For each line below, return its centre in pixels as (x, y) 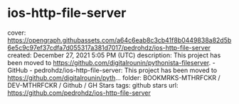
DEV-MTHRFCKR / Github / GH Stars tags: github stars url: (93, 85)
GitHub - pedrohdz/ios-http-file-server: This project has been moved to (112, 70)
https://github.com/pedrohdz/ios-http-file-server (79, 93)
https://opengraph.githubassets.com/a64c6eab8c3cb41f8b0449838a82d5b (119, 40)
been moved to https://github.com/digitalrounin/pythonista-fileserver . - (111, 62)
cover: (17, 33)
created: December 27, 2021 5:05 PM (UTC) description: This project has (114, 55)
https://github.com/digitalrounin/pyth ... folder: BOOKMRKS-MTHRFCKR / (114, 77)
